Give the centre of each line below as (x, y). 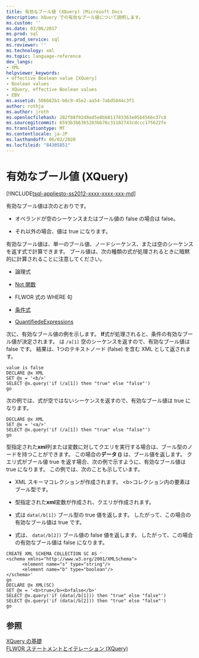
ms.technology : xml (30, 51)
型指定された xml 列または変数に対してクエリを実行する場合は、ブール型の (97, 446)
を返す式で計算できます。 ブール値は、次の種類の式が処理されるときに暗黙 (98, 251)
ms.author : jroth (28, 112)
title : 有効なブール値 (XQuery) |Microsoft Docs (65, 12)
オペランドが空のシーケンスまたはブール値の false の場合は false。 (97, 218)
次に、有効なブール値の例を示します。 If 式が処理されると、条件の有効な (94, 334)
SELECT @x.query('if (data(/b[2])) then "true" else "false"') (86, 601)
